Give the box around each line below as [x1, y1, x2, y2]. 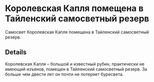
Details [5, 48, 27, 56]
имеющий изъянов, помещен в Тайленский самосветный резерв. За [5, 66, 148, 72]
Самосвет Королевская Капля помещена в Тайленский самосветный [5, 29, 149, 35]
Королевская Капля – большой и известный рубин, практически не [5, 61, 145, 67]
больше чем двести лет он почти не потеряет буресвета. [5, 71, 124, 77]
